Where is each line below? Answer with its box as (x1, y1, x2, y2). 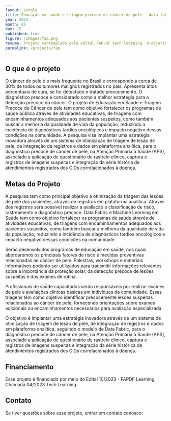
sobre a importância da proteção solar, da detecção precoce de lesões (5, 268, 154, 274)
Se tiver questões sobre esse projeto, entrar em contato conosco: (5, 410, 144, 416)
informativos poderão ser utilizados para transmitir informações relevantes (5, 263, 162, 269)
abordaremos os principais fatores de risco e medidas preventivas (5, 252, 144, 258)
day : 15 (5, 27, 22, 32)
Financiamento (5, 362, 54, 371)
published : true (5, 31, 40, 36)
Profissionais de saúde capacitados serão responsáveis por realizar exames (5, 284, 165, 290)
